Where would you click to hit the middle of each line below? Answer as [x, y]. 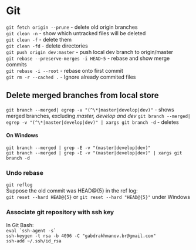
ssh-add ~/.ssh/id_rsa [34, 241]
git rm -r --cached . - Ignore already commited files [71, 77]
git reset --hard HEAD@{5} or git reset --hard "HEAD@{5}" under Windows [98, 197]
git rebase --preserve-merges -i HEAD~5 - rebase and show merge [88, 58]
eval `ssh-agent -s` [31, 231]
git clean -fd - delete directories [47, 46]
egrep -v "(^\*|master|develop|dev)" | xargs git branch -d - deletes [92, 122]
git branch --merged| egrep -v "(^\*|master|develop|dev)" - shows [90, 109]
